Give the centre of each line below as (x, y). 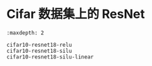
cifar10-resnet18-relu (39, 45)
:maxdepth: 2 (25, 33)
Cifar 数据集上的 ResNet (76, 14)
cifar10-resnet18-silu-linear (50, 57)
